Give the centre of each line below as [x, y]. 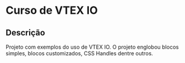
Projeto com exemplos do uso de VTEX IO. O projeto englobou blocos [92, 47]
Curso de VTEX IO [52, 10]
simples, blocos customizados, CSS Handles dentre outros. [80, 53]
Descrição [25, 33]
